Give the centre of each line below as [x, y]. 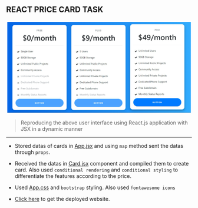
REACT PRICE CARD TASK [55, 10]
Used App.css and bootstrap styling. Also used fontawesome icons [95, 187]
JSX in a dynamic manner [52, 129]
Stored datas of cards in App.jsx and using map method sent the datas [99, 146]
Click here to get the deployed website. [62, 199]
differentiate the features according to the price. [73, 176]
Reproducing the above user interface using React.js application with [104, 123]
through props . [32, 152]
